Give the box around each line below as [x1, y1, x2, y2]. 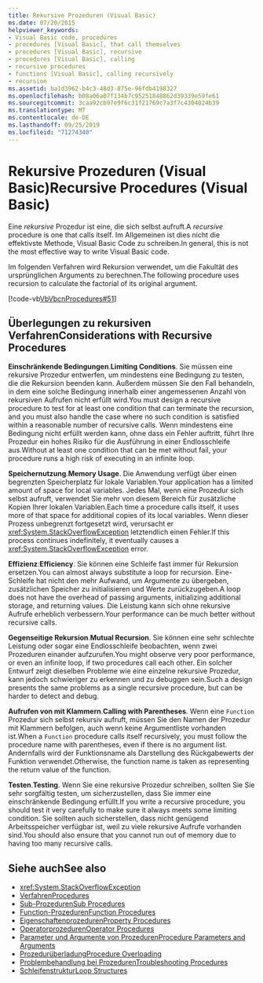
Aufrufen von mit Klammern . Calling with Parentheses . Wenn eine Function [8, 706, 255, 716]
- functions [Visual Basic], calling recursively [8, 70, 174, 78]
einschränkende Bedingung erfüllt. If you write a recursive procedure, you [8, 797, 246, 806]
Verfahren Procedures [19, 891, 89, 900]
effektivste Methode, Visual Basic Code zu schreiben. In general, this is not [8, 238, 249, 248]
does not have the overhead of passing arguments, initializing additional [8, 592, 241, 602]
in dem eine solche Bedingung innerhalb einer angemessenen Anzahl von [8, 387, 247, 397]
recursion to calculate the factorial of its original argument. [8, 278, 198, 288]
